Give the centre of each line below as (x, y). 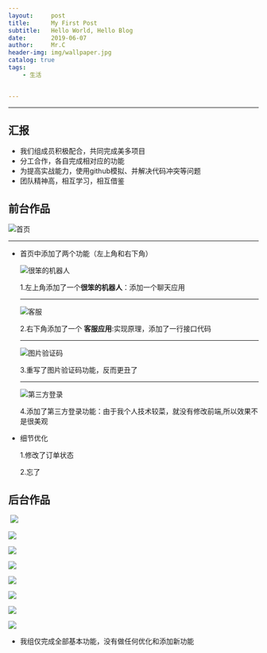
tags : (17, 68)
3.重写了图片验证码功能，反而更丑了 (79, 370)
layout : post (37, 16)
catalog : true (32, 61)
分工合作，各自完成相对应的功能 (72, 161)
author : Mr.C (37, 45)
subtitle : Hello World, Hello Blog (71, 30)
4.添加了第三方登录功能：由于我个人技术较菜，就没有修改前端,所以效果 (135, 412)
